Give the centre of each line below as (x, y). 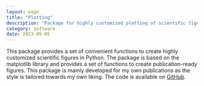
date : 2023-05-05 (28, 34)
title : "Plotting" (29, 17)
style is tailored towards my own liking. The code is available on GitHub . (96, 77)
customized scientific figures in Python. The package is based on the (93, 58)
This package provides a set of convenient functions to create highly (92, 51)
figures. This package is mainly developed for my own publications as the (98, 70)
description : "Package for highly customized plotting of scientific (96, 23)
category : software (31, 29)
